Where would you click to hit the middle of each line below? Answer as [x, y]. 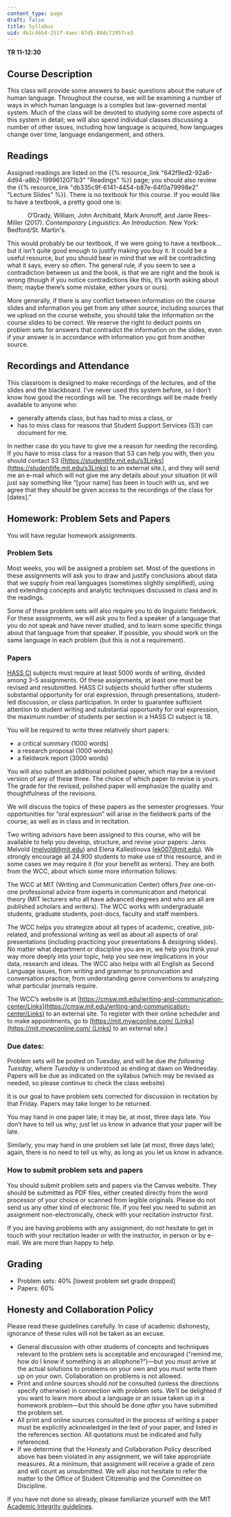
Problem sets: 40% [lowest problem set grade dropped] [96, 1281]
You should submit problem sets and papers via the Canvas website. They [112, 1185]
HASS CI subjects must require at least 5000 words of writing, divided [106, 673]
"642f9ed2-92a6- [187, 172]
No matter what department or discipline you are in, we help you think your [113, 949]
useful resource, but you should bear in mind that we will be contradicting [111, 258]
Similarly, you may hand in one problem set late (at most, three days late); [111, 1145]
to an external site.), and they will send [165, 468]
